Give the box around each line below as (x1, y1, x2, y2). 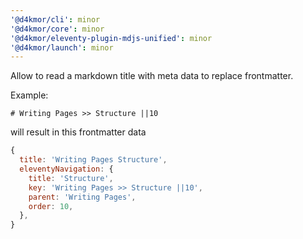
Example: (10, 89, 49, 101)
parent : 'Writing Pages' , (28, 192, 137, 202)
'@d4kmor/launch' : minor (10, 42, 114, 53)
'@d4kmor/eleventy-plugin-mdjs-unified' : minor (10, 33, 213, 43)
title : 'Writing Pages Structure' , (19, 155, 168, 165)
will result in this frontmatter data (10, 126, 147, 138)
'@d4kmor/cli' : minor (10, 14, 101, 25)
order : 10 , (28, 201, 74, 211)
